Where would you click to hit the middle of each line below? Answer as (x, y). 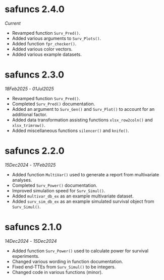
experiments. (26, 256)
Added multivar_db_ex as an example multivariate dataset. (73, 196)
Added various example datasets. (47, 54)
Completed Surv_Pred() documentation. (53, 104)
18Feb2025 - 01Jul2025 (29, 89)
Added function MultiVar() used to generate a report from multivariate (86, 174)
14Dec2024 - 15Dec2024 (31, 241)
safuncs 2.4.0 (35, 9)
